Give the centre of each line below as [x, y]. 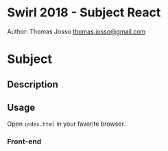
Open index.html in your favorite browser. [66, 124]
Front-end [24, 141]
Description [33, 84]
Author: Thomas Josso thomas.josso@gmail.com [76, 31]
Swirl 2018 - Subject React [84, 13]
